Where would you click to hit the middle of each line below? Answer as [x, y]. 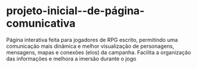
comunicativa [41, 23]
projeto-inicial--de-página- [76, 11]
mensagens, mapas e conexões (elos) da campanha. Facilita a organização [98, 52]
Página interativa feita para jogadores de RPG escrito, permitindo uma [92, 40]
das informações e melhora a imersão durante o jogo [71, 59]
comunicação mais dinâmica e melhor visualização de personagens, [90, 46]
